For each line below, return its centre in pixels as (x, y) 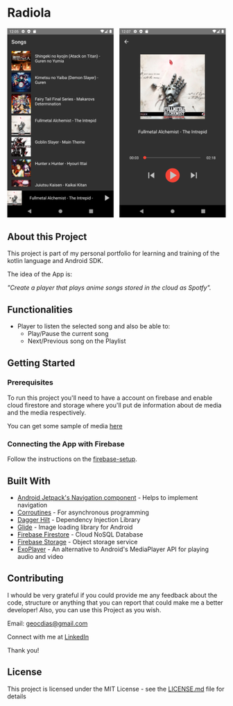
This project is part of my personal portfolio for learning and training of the (113, 253)
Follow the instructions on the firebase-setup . (72, 459)
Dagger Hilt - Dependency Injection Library (79, 519)
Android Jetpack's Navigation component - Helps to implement (107, 497)
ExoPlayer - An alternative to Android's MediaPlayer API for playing (113, 549)
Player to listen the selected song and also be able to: (94, 326)
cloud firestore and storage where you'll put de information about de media (114, 405)
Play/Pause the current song (68, 334)
